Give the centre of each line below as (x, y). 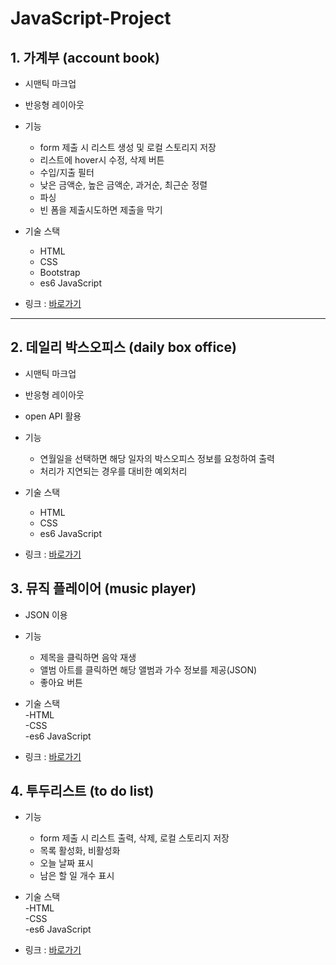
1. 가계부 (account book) (85, 57)
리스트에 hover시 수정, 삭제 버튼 (102, 160)
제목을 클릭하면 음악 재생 (88, 657)
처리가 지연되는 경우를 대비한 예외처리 (113, 471)
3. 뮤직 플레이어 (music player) (103, 588)
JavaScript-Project (91, 18)
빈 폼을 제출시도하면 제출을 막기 (101, 210)
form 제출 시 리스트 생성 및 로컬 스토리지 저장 (128, 147)
